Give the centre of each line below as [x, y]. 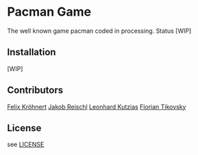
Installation [32, 52]
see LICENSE [26, 145]
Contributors [35, 90]
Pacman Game [49, 12]
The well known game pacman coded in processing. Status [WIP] [99, 31]
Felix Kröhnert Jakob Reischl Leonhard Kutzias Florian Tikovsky [97, 107]
